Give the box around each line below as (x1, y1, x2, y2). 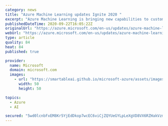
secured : (5, 113, 23, 118)
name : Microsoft (9, 63, 43, 68)
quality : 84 (5, 40, 30, 45)
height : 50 (18, 86, 41, 91)
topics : (5, 95, 21, 100)
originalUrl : (5, 26, 32, 31)
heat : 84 (5, 44, 23, 49)
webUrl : (5, 30, 21, 35)
